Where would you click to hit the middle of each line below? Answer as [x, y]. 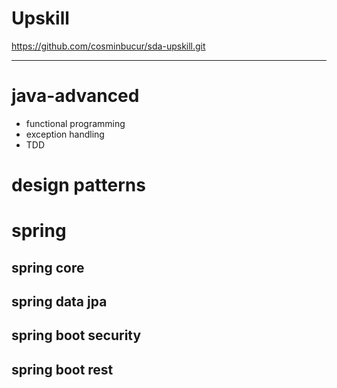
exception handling [65, 134]
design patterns [78, 185]
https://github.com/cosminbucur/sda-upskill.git [108, 46]
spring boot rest [62, 369]
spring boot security [76, 335]
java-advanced [75, 96]
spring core [48, 267]
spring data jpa [59, 302]
